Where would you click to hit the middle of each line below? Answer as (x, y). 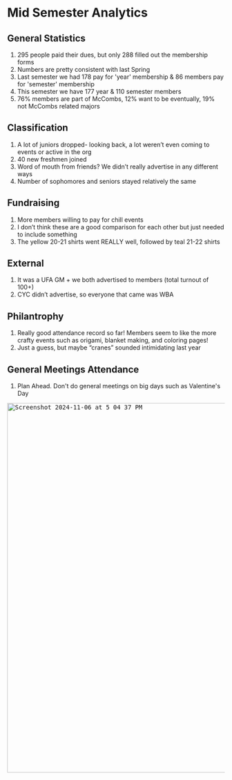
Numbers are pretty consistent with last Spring (84, 69)
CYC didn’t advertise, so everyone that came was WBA (95, 294)
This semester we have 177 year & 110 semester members (99, 92)
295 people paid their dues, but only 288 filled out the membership (113, 55)
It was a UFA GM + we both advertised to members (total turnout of (113, 280)
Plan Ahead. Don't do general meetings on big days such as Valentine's (119, 386)
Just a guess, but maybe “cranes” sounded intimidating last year (109, 348)
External (26, 264)
